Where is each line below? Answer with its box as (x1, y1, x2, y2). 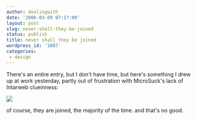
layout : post (6, 20, 40, 26)
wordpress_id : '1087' (6, 43, 61, 49)
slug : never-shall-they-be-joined (6, 25, 94, 32)
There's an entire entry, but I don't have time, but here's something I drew (6, 70, 191, 78)
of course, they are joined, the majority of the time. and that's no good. (6, 107, 184, 114)
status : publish (6, 32, 47, 38)
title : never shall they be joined (6, 37, 97, 43)
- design (9, 54, 32, 60)
